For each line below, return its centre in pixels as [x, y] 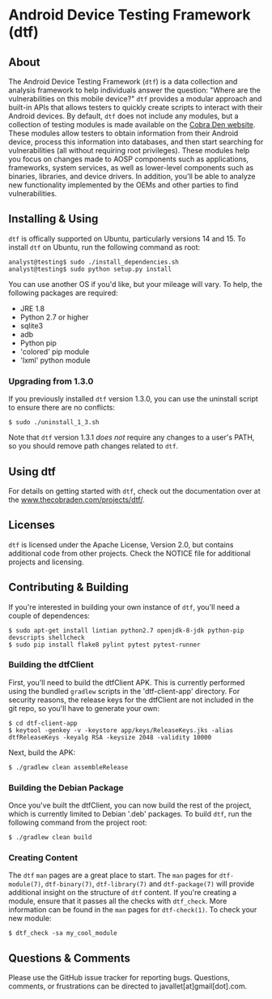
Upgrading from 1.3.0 [51, 381]
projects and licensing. [46, 562]
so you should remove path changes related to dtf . [93, 446]
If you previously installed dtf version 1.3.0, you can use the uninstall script [134, 399]
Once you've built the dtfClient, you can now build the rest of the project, [130, 805]
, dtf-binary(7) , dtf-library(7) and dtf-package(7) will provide [148, 884]
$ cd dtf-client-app [43, 723]
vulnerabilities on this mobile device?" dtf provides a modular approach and [135, 99]
